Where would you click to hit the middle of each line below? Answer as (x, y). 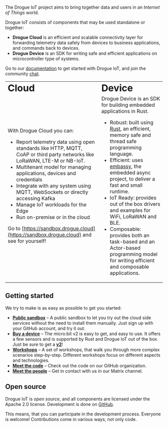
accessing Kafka (36, 198)
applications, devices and (46, 173)
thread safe (123, 141)
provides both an (130, 235)
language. (121, 154)
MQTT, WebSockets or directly (52, 192)
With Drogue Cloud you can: (41, 131)
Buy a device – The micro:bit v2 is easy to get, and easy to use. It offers (86, 334)
